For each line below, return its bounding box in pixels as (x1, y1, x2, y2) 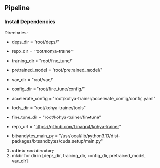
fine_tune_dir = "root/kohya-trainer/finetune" (11, 114, 102, 120)
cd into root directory (11, 148, 54, 153)
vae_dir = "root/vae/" (11, 76, 54, 82)
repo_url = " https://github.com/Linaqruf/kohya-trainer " (11, 123, 121, 129)
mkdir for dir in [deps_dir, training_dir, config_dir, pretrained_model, (11, 152, 146, 158)
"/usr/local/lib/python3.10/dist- (59, 133, 120, 139)
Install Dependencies (4, 18, 56, 25)
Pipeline (4, 4, 30, 12)
